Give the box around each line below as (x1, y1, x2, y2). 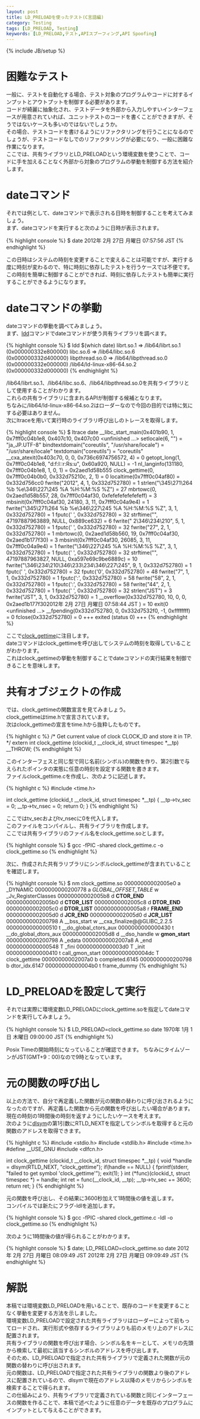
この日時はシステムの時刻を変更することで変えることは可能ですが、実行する (6, 256, 193, 263)
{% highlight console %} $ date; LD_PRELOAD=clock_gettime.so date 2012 (6, 1244, 189, 1251)
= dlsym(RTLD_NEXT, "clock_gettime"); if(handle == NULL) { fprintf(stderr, (6, 1163, 189, 1170)
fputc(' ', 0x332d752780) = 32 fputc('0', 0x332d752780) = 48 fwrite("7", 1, (6, 568, 189, 575)
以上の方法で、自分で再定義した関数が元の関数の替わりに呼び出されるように (6, 1097, 194, 1104)
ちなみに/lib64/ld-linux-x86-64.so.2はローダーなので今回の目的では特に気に (6, 401, 193, 409)
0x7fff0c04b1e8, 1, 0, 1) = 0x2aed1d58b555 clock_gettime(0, (6, 466, 155, 474)
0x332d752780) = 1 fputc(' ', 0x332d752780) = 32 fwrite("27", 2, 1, (6, 523, 171, 531)
